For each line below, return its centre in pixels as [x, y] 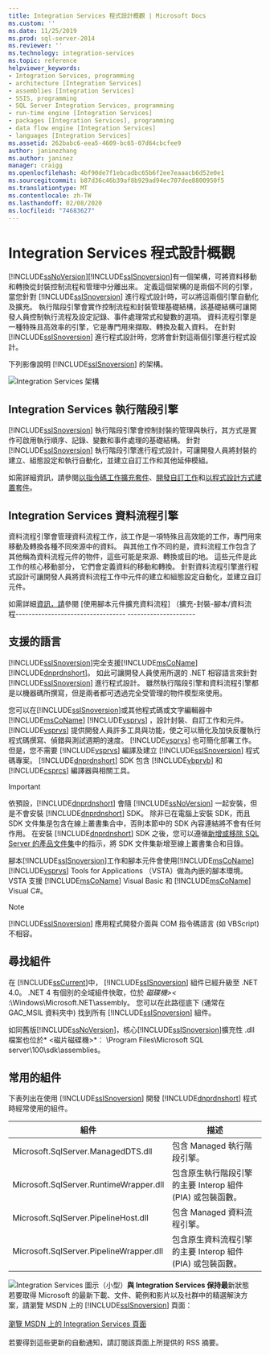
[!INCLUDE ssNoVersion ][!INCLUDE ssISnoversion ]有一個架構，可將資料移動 [133, 277]
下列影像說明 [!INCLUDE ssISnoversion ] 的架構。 [88, 364]
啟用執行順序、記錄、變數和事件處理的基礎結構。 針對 [111, 441]
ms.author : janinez [41, 158]
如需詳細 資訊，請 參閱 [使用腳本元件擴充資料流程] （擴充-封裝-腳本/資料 [127, 603]
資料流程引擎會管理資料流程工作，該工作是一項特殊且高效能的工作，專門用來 [135, 536]
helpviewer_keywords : [45, 68]
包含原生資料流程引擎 [212, 1240]
